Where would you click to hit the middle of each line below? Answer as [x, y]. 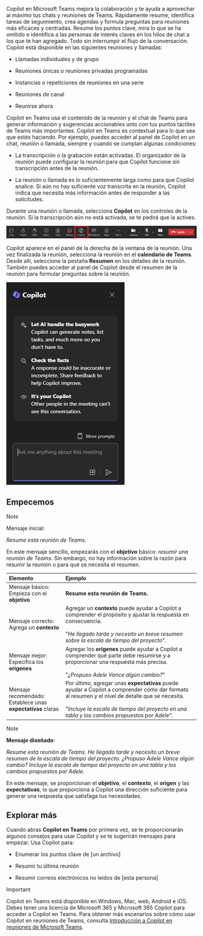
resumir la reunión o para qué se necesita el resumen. [73, 565]
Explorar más [32, 815]
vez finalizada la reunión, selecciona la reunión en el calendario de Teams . [100, 254]
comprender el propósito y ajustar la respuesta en [127, 615]
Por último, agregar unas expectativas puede [122, 683]
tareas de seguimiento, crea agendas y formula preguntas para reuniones [98, 22]
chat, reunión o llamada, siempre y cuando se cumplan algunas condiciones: [101, 144]
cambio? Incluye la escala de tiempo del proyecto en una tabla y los [91, 765]
